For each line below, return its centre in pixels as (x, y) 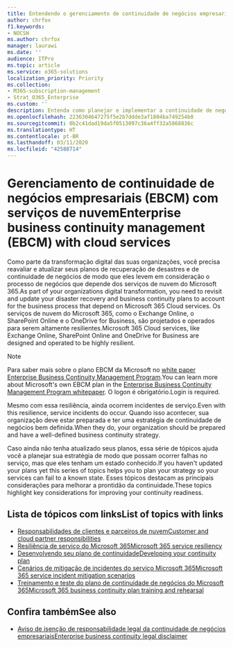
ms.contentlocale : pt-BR (43, 136)
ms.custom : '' (28, 104)
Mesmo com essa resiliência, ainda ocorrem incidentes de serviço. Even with (116, 405)
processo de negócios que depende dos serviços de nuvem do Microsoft (112, 284)
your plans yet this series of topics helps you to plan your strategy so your (113, 470)
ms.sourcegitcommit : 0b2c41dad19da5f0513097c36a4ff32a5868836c (101, 123)
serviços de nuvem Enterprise (94, 213)
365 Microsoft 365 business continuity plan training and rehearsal (111, 590)
